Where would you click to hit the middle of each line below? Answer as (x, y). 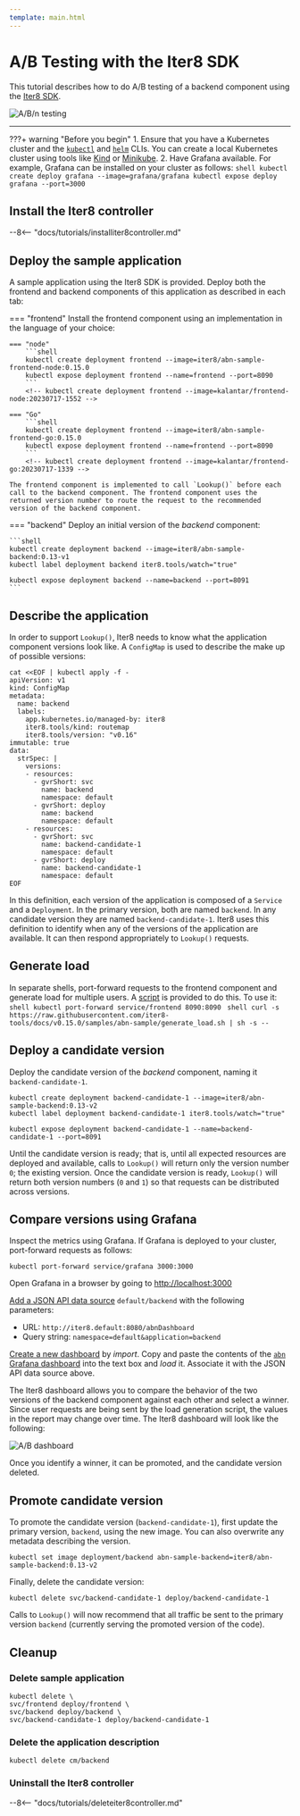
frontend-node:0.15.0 (50, 368)
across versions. (39, 1191)
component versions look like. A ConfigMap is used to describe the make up (147, 647)
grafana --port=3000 (48, 184)
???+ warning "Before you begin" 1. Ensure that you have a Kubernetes (139, 138)
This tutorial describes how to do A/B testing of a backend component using (150, 87)
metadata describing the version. (70, 1541)
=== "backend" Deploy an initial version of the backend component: (135, 525)
